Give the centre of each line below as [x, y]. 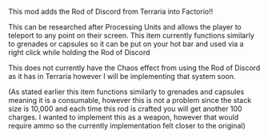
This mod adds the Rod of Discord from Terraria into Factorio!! [111, 12]
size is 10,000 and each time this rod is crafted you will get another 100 [125, 108]
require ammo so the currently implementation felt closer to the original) [127, 126]
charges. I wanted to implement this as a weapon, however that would [124, 117]
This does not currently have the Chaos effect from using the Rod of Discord [134, 68]
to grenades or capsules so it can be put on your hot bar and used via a [126, 44]
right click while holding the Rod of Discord [79, 52]
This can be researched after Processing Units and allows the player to [125, 27]
